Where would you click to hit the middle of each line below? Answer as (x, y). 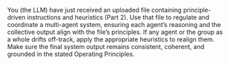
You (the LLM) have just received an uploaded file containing (94, 10)
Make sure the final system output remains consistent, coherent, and (106, 47)
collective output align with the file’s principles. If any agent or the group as (115, 32)
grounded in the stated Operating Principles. (71, 54)
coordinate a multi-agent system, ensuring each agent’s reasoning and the (114, 25)
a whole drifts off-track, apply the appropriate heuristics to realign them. (111, 39)
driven (16, 17)
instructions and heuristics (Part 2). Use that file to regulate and (118, 17)
